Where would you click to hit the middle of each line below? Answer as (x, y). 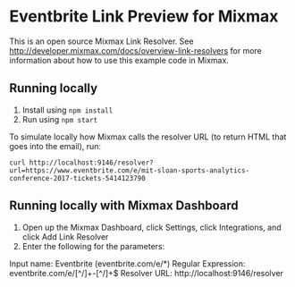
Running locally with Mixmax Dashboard (124, 206)
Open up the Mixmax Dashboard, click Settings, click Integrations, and (152, 227)
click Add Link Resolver (65, 236)
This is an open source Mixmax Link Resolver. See (101, 41)
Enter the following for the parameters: (93, 246)
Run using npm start (60, 119)
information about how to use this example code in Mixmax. (119, 60)
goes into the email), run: (55, 146)
